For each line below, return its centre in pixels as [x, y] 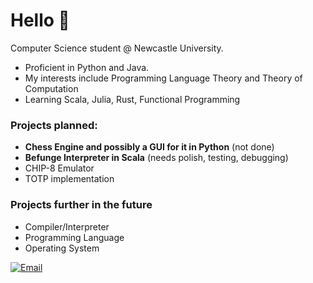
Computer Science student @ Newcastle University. [117, 48]
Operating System [62, 248]
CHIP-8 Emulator [59, 168]
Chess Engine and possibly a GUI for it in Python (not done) [149, 147]
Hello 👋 [40, 20]
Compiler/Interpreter [67, 226]
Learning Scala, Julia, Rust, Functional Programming [132, 99]
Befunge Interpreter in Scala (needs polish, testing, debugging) [156, 158]
